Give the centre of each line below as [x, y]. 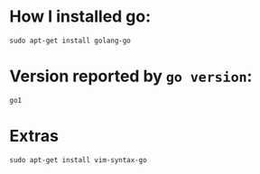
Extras [34, 136]
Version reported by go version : [131, 76]
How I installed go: [80, 17]
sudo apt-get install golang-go [70, 41]
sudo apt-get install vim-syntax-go [78, 160]
